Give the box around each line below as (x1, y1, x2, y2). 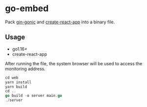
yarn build (5, 84, 27, 89)
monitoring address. (5, 66, 45, 71)
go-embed (5, 3, 49, 14)
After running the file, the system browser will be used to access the (5, 60, 143, 66)
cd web (5, 75, 19, 80)
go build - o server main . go (5, 93, 63, 98)
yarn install (5, 80, 32, 85)
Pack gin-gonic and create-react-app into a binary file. (5, 19, 115, 25)
